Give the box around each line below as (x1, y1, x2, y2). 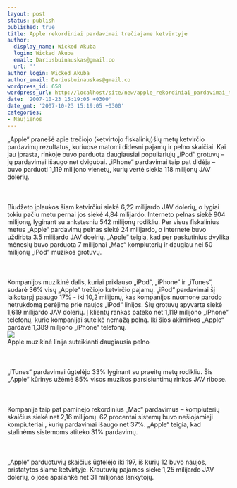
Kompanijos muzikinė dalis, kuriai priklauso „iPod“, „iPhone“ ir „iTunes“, (7, 277, 213, 286)
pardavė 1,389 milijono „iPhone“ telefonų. (7, 323, 127, 331)
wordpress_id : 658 (7, 83, 61, 90)
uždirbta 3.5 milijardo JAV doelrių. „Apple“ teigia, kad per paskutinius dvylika (7, 233, 230, 241)
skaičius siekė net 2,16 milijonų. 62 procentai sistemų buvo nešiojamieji (7, 412, 214, 421)
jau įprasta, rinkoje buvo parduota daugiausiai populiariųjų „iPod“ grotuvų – (7, 150, 224, 158)
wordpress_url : (7, 89, 52, 96)
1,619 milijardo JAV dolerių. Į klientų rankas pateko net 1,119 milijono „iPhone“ (7, 308, 229, 316)
